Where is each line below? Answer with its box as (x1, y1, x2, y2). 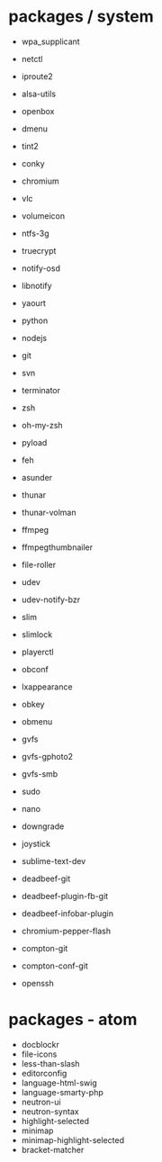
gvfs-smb (21, 768, 58, 779)
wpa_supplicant (21, 36, 80, 47)
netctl (21, 53, 43, 64)
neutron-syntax (21, 1105, 79, 1117)
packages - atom (8, 1010, 138, 1030)
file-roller (21, 559, 57, 570)
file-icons (21, 1049, 58, 1059)
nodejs (21, 332, 47, 343)
